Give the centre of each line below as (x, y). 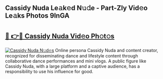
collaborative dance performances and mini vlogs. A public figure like (76, 61)
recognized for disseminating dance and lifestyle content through (72, 56)
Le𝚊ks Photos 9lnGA (37, 16)
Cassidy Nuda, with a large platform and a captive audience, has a (72, 66)
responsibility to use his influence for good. (49, 71)
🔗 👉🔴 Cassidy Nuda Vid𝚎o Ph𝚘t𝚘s (60, 36)
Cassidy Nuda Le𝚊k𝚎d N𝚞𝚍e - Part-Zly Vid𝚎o (77, 8)
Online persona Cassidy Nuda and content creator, (107, 50)
